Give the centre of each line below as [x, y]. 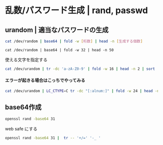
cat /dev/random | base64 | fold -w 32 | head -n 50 [59, 50]
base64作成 [23, 107]
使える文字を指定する [26, 60]
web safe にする [21, 129]
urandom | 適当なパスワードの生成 [57, 30]
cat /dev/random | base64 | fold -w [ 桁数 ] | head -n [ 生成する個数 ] [74, 41]
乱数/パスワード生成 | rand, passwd [76, 10]
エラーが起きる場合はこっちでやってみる [45, 81]
